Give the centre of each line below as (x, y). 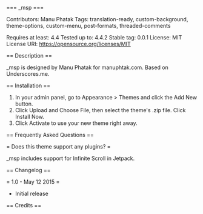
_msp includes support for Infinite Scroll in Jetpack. (71, 158)
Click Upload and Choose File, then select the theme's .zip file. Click (100, 110)
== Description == (29, 55)
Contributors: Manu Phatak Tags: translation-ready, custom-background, (97, 19)
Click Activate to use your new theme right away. (76, 123)
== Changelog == (28, 170)
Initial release (32, 193)
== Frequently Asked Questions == (50, 135)
